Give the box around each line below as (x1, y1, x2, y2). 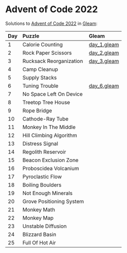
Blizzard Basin (22, 231, 57, 238)
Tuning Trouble (22, 82, 58, 89)
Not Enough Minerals (22, 189, 73, 197)
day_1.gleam (88, 41, 119, 48)
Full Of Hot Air (22, 239, 56, 246)
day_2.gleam (88, 49, 119, 56)
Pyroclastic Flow (22, 173, 62, 180)
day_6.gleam (88, 82, 119, 89)
